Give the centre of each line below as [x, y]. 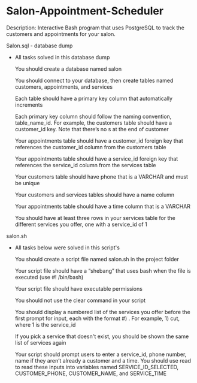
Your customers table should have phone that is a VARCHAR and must [101, 177]
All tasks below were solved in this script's [67, 248]
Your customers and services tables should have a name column [95, 194]
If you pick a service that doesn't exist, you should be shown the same [102, 336]
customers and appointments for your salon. [61, 34]
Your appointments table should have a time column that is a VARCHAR [102, 206]
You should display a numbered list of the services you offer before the [102, 312]
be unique [27, 183]
